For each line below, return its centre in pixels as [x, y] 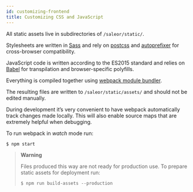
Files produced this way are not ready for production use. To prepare [104, 166]
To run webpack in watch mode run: [50, 133]
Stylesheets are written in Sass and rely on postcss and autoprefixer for [93, 45]
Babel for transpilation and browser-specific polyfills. [70, 69]
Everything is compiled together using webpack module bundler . [84, 80]
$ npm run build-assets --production [67, 183]
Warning [31, 155]
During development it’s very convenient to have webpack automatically [93, 109]
